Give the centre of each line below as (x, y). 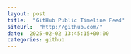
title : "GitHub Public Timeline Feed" (66, 20)
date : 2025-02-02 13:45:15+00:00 (58, 33)
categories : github (36, 40)
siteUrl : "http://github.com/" (55, 27)
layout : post (27, 14)
